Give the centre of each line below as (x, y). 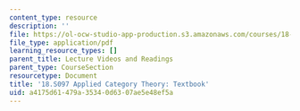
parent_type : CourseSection (62, 68)
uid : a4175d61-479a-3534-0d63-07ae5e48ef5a (92, 92)
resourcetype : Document (54, 76)
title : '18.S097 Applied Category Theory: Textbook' (109, 84)
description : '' (39, 26)
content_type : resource (54, 17)
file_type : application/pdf (62, 43)
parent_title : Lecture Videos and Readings (92, 59)
